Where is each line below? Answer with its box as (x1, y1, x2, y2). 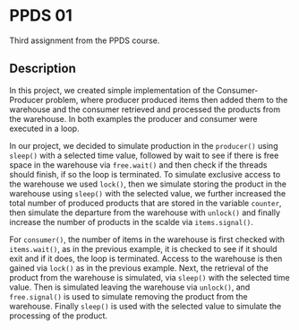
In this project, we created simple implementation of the (9, 84, 215, 95)
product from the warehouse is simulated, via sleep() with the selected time (9, 272, 290, 282)
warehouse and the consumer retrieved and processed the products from (9, 104, 280, 115)
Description (9, 61, 76, 76)
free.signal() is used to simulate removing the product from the (9, 291, 248, 301)
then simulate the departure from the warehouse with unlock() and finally (9, 207, 280, 218)
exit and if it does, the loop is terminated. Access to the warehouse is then (9, 253, 283, 264)
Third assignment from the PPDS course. (9, 35, 160, 46)
